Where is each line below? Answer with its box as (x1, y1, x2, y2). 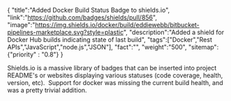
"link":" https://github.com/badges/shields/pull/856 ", (7, 13, 157, 22)
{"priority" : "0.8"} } (7, 50, 64, 59)
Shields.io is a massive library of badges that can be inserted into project (7, 64, 217, 72)
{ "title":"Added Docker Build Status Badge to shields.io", (7, 6, 170, 14)
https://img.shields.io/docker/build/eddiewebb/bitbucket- (34, 21, 200, 29)
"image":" (7, 21, 36, 29)
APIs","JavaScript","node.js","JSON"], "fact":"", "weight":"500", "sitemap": (7, 43, 219, 51)
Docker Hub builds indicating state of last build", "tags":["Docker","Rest (7, 36, 213, 44)
